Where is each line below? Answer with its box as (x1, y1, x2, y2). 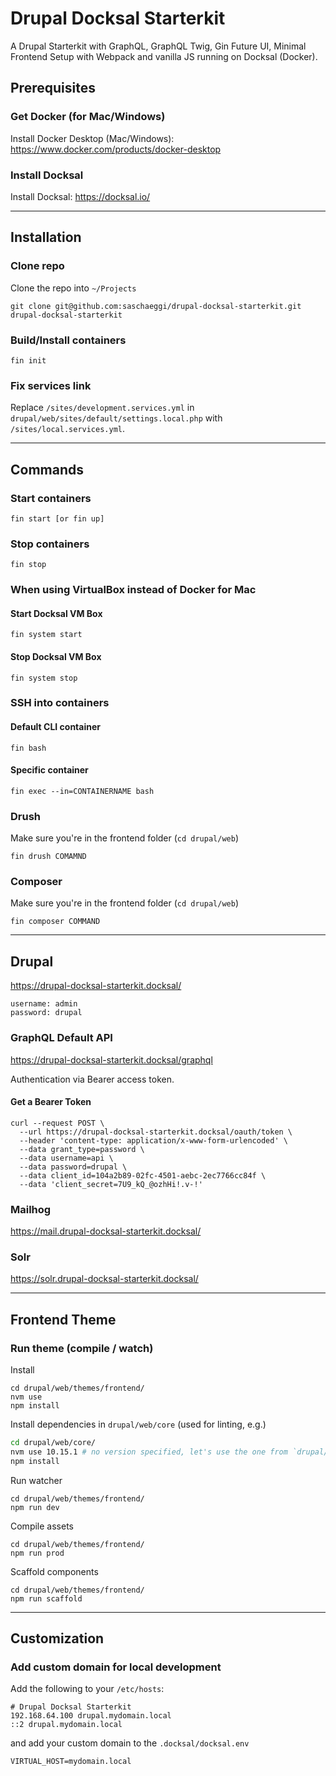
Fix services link (10, 378, 92, 392)
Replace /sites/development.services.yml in (10, 402, 195, 414)
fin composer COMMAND (10, 917, 101, 927)
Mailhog (10, 1202, 52, 1216)
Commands (10, 461, 85, 478)
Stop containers (10, 537, 90, 551)
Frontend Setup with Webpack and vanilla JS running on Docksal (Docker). (10, 50, 318, 62)
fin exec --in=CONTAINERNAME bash (10, 786, 155, 796)
